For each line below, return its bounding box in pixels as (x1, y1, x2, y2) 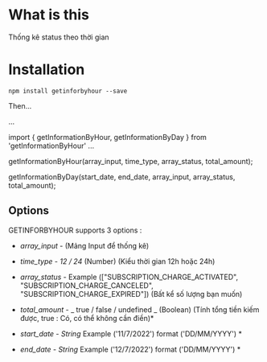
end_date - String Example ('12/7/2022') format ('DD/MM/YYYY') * (19, 344, 241, 354)
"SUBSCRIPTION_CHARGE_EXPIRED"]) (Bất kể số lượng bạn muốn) (19, 289, 243, 298)
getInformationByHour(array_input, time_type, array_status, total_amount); (8, 156, 253, 166)
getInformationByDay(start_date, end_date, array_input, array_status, (8, 171, 236, 182)
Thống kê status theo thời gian (8, 32, 110, 42)
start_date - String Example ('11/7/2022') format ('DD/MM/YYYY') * (19, 328, 243, 339)
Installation (8, 60, 85, 79)
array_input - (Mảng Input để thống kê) (19, 241, 150, 250)
